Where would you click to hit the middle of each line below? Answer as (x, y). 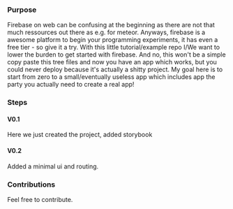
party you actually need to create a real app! (71, 85)
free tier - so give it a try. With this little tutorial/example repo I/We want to (114, 48)
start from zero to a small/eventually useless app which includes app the (111, 77)
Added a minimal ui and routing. (53, 166)
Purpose (22, 10)
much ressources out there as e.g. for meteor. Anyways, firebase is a (106, 32)
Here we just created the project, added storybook (80, 135)
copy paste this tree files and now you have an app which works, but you (112, 62)
